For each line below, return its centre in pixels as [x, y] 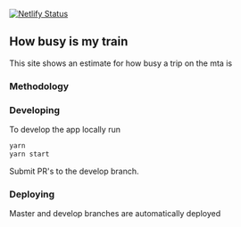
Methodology [39, 86]
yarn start [29, 154]
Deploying [32, 194]
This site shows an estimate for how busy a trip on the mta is [121, 63]
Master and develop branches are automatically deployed [115, 214]
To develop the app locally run [65, 130]
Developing [35, 109]
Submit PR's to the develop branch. [75, 171]
